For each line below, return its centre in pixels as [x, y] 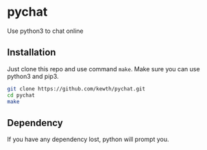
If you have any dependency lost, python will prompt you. [88, 139]
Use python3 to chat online [45, 31]
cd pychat [21, 95]
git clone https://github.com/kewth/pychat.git [76, 89]
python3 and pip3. [33, 76]
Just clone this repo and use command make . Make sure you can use [103, 68]
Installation [32, 52]
